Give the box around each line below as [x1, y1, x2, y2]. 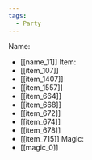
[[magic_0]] [19, 142, 59, 152]
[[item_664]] [19, 91, 62, 101]
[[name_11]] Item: [19, 57, 77, 67]
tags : [8, 11, 27, 20]
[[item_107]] [19, 65, 59, 75]
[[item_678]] [19, 125, 61, 135]
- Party [15, 19, 42, 27]
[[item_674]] [19, 117, 61, 126]
